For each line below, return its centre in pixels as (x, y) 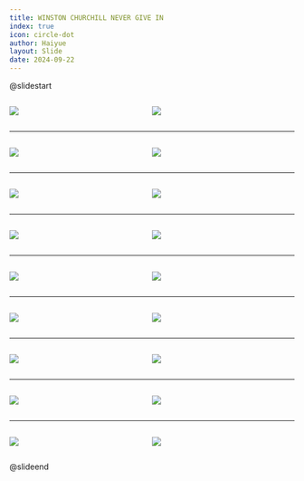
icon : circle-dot (42, 34)
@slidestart (31, 86)
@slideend (29, 467)
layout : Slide (36, 52)
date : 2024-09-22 (42, 60)
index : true (32, 26)
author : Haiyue (38, 43)
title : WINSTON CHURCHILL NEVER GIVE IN (87, 18)
